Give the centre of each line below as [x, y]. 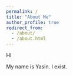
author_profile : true [33, 22]
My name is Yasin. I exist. [37, 67]
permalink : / [22, 11]
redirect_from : [25, 28]
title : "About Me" [29, 17]
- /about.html [29, 39]
